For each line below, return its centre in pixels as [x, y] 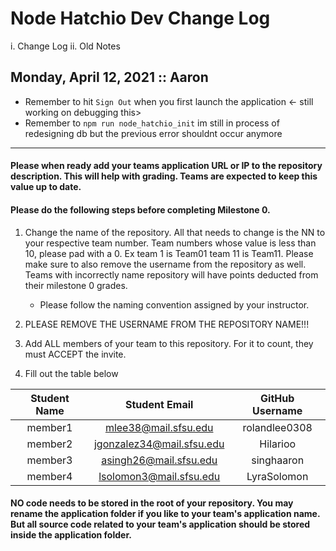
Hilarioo [278, 444]
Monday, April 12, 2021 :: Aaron [109, 77]
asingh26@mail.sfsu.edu [159, 460]
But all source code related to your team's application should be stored [160, 524]
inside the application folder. [71, 535]
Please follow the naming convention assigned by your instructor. [174, 304]
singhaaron [278, 460]
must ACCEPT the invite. [75, 354]
